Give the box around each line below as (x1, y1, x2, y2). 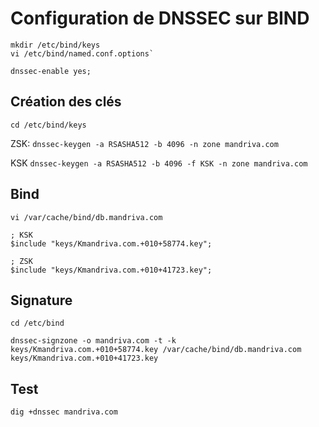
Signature (10, 292, 73, 309)
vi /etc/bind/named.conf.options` (10, 48, 155, 59)
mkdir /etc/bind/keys (10, 40, 101, 50)
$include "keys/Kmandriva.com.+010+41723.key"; (10, 265, 213, 275)
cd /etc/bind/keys (10, 120, 87, 130)
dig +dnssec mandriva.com (10, 407, 118, 417)
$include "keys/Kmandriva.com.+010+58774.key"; (10, 238, 213, 249)
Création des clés (10, 93, 122, 111)
